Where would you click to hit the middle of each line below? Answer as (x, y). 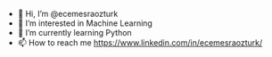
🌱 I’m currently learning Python (74, 33)
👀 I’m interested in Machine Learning (85, 23)
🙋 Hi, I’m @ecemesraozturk (68, 14)
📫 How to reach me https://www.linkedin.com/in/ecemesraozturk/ (140, 43)
